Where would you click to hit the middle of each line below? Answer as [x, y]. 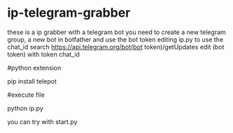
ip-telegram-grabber [69, 13]
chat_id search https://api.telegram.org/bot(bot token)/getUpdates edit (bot [116, 47]
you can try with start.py [43, 122]
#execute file [26, 95]
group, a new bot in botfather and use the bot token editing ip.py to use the [115, 39]
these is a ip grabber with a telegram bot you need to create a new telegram [116, 32]
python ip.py [25, 108]
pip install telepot [32, 81]
